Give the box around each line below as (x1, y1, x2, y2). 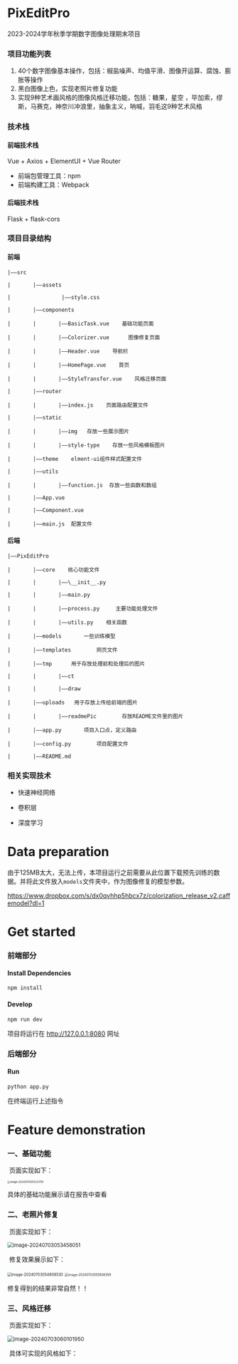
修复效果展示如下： (9, 1255, 65, 1264)
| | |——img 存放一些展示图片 (7, 427, 130, 435)
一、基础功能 (7, 1148, 52, 1158)
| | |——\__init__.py (7, 578, 107, 585)
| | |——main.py (7, 591, 91, 598)
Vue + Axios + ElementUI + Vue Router (7, 157, 121, 165)
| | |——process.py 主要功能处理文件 (7, 605, 158, 612)
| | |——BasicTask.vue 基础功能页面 (7, 320, 154, 327)
